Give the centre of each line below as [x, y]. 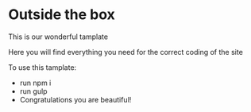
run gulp [33, 91]
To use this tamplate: [42, 67]
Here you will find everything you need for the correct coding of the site [126, 52]
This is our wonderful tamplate [58, 37]
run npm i [35, 83]
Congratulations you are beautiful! [75, 99]
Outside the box [62, 15]
